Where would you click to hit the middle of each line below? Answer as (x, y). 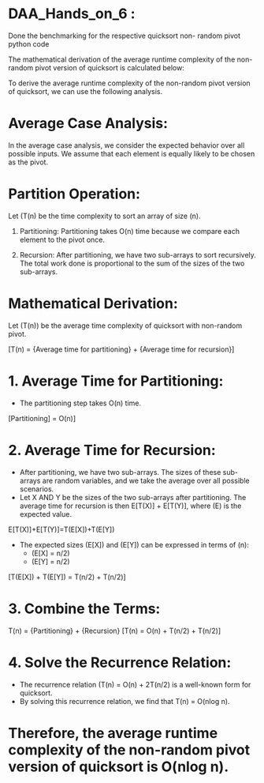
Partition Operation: (74, 194)
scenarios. (37, 489)
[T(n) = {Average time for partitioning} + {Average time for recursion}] (121, 349)
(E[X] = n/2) (50, 553)
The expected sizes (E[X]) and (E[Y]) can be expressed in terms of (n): (134, 544)
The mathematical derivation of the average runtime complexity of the (122, 59)
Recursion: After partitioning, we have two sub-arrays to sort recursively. (138, 254)
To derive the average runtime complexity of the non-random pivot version (129, 83)
